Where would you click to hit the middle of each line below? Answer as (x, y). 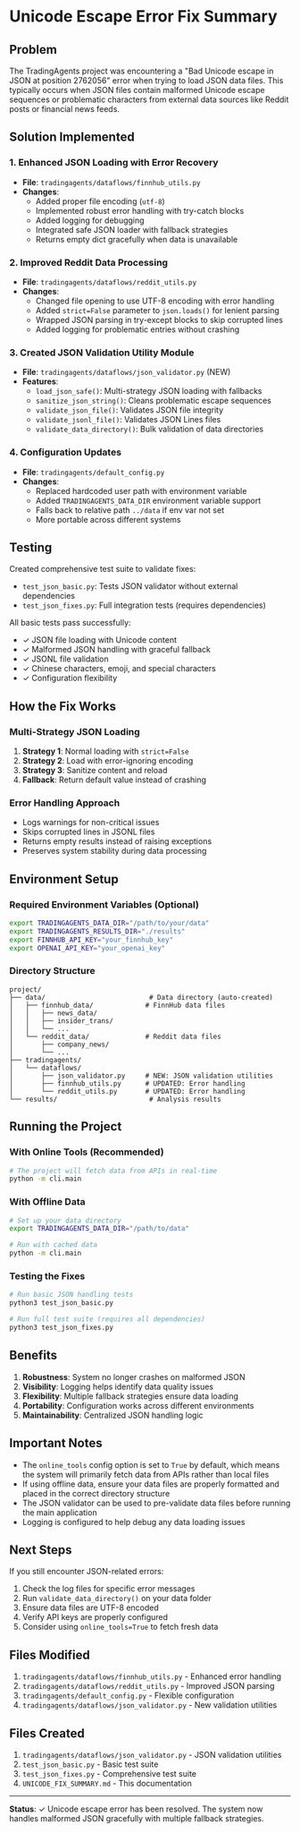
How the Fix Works (63, 706)
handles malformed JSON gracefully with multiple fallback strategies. (137, 1818)
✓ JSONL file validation (65, 659)
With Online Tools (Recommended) (87, 1152)
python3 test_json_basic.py (62, 1303)
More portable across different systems (108, 519)
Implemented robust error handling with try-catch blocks (140, 210)
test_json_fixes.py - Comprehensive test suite (109, 1773)
